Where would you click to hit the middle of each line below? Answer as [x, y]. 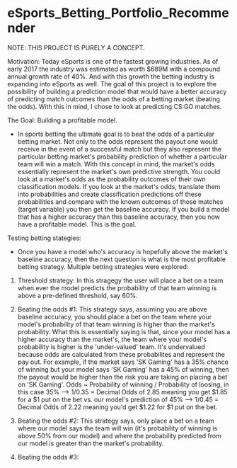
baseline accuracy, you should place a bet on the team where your [115, 316]
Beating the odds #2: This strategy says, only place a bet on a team [116, 421]
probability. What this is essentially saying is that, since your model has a [124, 331]
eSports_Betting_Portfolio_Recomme [118, 13]
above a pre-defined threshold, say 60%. [77, 295]
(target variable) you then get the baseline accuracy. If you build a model [123, 209]
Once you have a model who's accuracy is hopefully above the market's [123, 251]
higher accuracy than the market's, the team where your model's [112, 339]
